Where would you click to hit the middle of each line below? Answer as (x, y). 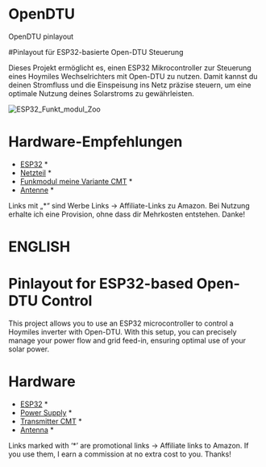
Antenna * (37, 430)
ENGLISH (39, 247)
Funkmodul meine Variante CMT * (76, 181)
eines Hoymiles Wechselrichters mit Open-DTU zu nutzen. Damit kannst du (133, 76)
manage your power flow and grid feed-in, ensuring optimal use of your (127, 341)
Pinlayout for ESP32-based (101, 284)
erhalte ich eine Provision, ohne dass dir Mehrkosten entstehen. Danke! (127, 214)
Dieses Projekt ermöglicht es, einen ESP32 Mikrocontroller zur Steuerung (130, 67)
